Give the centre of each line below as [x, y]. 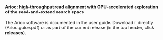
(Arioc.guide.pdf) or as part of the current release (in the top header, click [80, 28]
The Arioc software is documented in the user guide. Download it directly [79, 23]
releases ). [15, 33]
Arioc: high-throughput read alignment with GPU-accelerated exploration [81, 7]
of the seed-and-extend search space [45, 12]
